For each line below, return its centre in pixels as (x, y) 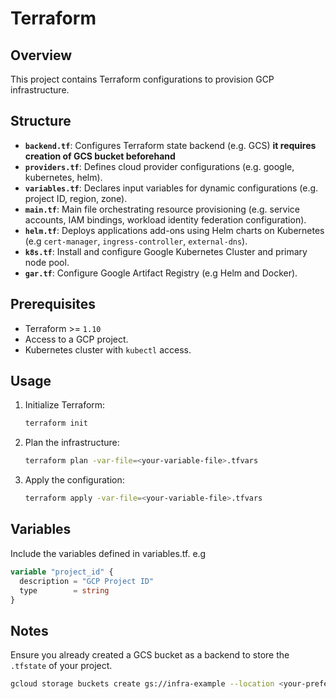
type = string (64, 590)
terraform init (56, 423)
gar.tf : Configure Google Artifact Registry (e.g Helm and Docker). (161, 273)
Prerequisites (53, 304)
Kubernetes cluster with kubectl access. (108, 349)
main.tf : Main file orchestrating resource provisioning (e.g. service (162, 209)
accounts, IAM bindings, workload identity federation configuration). (165, 219)
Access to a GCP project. (76, 339)
